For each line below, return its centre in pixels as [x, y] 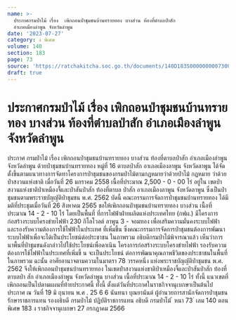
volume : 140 [25, 46]
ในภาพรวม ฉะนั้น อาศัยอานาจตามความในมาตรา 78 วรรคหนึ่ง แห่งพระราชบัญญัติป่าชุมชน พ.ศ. [115, 261]
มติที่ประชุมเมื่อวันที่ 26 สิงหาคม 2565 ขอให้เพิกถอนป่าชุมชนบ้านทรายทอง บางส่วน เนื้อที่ [110, 205]
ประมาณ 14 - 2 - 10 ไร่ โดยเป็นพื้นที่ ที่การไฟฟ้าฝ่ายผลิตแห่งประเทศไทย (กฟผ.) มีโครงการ [113, 213]
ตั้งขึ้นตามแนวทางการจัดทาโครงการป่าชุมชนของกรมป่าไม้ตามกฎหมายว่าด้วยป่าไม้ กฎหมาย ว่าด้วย [117, 174]
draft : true [25, 72]
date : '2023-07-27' [36, 33]
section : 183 [26, 53]
